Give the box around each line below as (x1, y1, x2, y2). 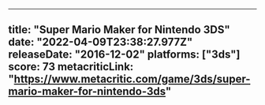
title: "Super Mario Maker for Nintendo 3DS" (8, 23, 230, 36)
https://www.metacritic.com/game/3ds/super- (13, 73, 251, 86)
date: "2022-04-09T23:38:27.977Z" (8, 36, 193, 49)
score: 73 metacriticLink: (8, 60, 134, 73)
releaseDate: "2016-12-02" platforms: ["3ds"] (8, 48, 241, 62)
